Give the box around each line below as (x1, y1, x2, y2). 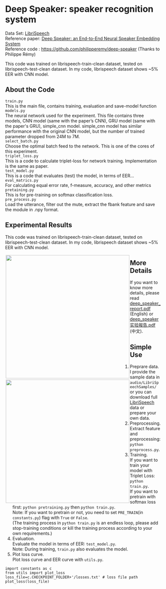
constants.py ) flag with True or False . (12, 515, 89, 521)
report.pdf (130, 306, 151, 312)
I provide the (130, 369, 156, 375)
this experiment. (5, 148, 38, 154)
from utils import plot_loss (5, 571, 65, 576)
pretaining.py (5, 187, 35, 192)
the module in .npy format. (5, 206, 59, 213)
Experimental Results (5, 221, 73, 229)
